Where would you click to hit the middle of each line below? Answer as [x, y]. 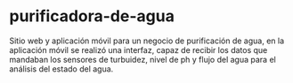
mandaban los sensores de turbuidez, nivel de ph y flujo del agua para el [142, 59]
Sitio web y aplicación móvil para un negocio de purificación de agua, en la [147, 41]
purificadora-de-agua [92, 16]
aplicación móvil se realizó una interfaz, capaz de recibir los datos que [138, 49]
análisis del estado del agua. [61, 69]
